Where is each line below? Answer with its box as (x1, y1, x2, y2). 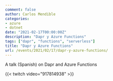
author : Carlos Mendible (5, 12, 56, 17)
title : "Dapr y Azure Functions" (5, 43, 73, 48)
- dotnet (5, 25, 23, 30)
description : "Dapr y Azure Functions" (5, 35, 87, 40)
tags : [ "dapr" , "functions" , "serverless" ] (5, 39, 95, 44)
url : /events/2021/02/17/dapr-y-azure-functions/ (5, 48, 109, 53)
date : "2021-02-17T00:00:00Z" (5, 30, 67, 35)
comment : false (5, 7, 36, 12)
